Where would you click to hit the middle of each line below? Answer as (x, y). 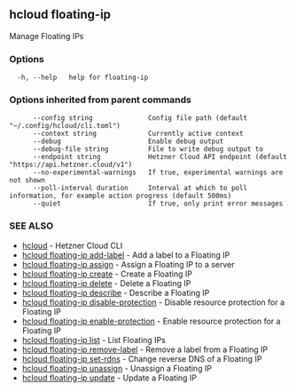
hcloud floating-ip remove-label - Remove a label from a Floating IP (145, 349)
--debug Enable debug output (128, 141)
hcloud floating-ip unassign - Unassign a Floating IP (117, 368)
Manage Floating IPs (47, 36)
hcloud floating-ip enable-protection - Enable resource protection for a (151, 321)
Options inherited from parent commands (101, 100)
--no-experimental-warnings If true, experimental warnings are (158, 172)
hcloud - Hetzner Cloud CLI (72, 245)
